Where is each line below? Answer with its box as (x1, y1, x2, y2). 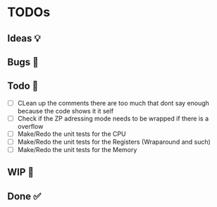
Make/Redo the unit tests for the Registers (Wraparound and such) (17, 137, 211, 146)
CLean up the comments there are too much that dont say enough (17, 99, 210, 107)
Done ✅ (7, 190, 42, 202)
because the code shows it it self (17, 106, 114, 115)
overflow (17, 122, 44, 130)
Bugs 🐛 (7, 56, 39, 68)
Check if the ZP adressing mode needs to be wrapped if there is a (17, 114, 209, 123)
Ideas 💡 (7, 32, 41, 44)
